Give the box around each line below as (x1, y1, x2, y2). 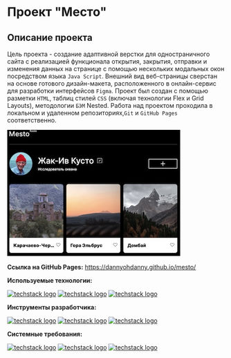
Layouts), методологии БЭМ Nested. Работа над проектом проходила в (7, 102, 213, 109)
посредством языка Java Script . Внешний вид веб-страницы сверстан (7, 72, 218, 80)
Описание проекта (7, 32, 93, 44)
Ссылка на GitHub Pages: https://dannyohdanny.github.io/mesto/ (7, 263, 196, 271)
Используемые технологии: (7, 276, 93, 284)
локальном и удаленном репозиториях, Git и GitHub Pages (7, 109, 178, 117)
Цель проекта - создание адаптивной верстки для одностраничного (7, 50, 210, 58)
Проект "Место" (7, 4, 107, 20)
